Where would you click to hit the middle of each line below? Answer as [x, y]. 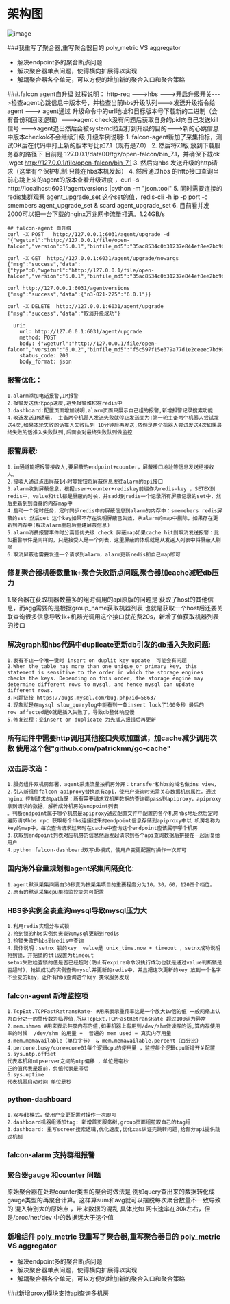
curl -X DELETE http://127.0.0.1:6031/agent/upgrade [86, 306]
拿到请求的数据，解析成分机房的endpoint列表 [63, 807]
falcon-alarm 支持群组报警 [51, 1155]
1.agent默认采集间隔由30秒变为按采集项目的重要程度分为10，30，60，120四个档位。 [111, 885]
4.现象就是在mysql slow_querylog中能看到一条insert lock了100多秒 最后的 [105, 705]
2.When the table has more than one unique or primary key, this [102, 667]
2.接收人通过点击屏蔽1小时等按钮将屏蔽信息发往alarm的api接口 [85, 482]
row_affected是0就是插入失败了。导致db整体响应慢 [71, 713]
